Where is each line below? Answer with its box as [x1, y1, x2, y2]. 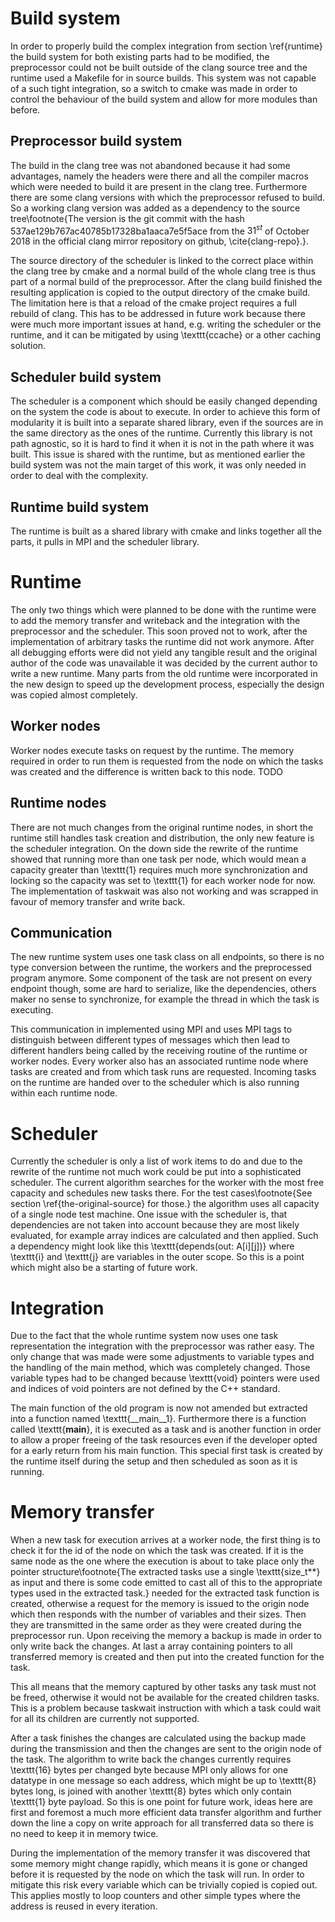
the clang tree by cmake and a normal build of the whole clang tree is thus [10, 265, 317, 277]
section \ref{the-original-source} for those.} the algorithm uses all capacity [10, 1198, 320, 1210]
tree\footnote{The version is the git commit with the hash [10, 212, 245, 224]
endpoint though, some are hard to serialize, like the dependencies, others [10, 983, 317, 995]
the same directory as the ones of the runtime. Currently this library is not [10, 427, 313, 439]
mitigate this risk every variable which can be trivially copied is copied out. [10, 1879, 318, 1891]
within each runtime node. [10, 1087, 118, 1099]
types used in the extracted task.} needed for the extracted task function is [10, 1587, 320, 1599]
